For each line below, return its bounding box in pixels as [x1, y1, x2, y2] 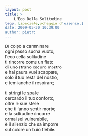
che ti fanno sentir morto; [5, 106, 56, 112]
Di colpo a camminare [5, 44, 49, 49]
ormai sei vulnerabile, [5, 116, 48, 122]
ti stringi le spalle [5, 90, 39, 96]
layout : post [5, 7, 32, 12]
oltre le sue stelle [5, 101, 39, 106]
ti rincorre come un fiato [5, 59, 53, 65]
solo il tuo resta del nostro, [5, 74, 58, 80]
